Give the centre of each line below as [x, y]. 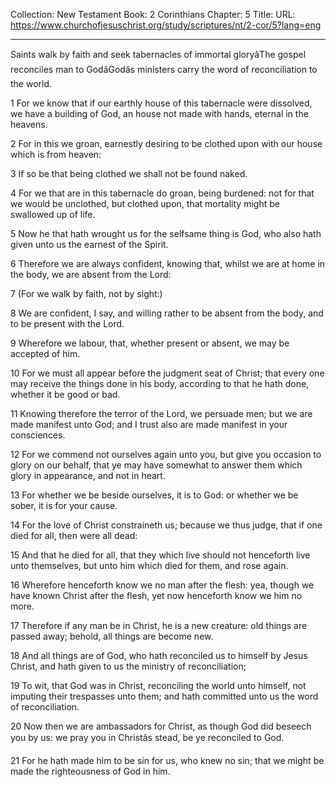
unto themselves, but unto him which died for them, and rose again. [149, 565]
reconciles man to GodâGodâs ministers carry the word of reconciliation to [164, 69]
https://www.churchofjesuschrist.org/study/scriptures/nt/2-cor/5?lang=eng [166, 25]
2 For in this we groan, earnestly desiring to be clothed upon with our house [166, 143]
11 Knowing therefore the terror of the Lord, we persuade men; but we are [161, 413]
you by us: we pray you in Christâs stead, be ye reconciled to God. [147, 737]
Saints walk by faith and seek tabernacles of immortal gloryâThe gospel [158, 54]
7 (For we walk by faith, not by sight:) [86, 293]
